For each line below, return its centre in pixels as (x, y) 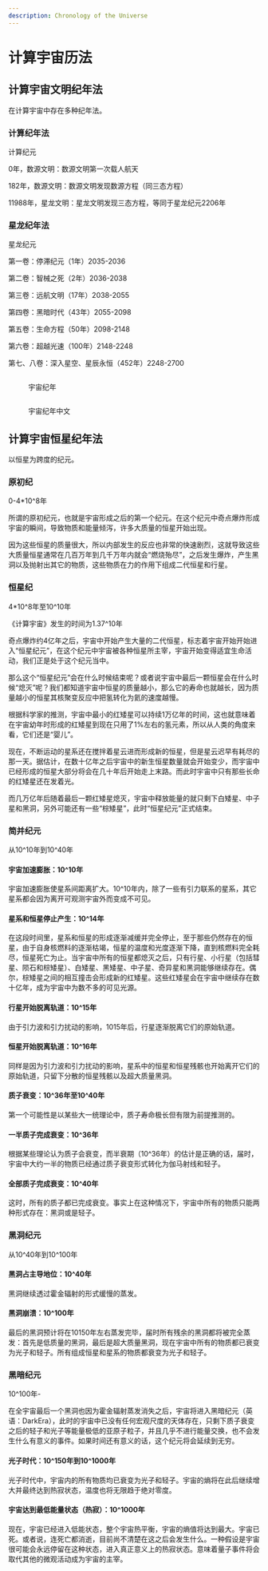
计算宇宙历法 (51, 58)
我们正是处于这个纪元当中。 (67, 661)
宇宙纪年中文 (49, 411)
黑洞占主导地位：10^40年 (50, 1274)
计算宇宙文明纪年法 (55, 90)
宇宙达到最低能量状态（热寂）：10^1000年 (77, 1510)
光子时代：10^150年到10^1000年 (62, 1460)
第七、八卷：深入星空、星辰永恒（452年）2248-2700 (97, 363)
